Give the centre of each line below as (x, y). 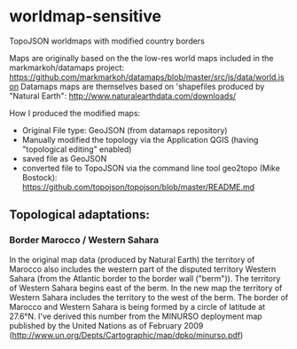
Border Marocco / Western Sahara (84, 240)
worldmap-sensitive (86, 16)
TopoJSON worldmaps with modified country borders (107, 41)
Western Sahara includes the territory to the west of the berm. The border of (149, 297)
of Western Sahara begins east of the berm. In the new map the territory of (146, 288)
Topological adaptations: (80, 215)
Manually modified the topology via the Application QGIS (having (140, 139)
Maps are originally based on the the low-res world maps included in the (141, 58)
